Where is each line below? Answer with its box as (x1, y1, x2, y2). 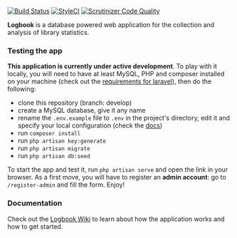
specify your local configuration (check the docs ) (17, 121, 163, 130)
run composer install (17, 129, 81, 138)
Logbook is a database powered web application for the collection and (7, 21, 215, 29)
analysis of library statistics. (7, 29, 90, 36)
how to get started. (7, 222, 63, 231)
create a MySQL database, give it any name (17, 106, 146, 115)
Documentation (7, 198, 63, 208)
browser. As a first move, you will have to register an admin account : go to (7, 173, 226, 182)
